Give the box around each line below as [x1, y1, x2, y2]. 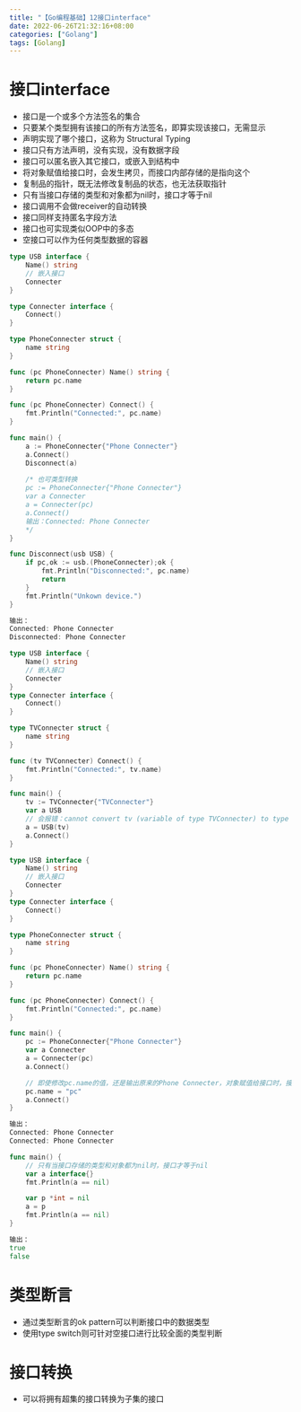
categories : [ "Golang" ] [9, 30, 99, 39]
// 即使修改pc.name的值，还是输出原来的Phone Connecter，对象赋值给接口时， [25, 1078, 286, 1087]
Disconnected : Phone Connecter [9, 633, 126, 642]
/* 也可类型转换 [25, 475, 78, 485]
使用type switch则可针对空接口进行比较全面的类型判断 [21, 1328, 223, 1338]
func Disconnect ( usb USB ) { [9, 549, 115, 559]
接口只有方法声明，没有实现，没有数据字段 [21, 145, 180, 155]
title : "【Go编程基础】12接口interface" [9, 13, 151, 22]
